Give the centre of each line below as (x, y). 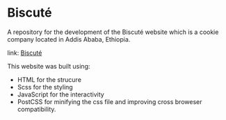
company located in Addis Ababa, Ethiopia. (69, 39)
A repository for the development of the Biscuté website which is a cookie (113, 32)
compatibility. (37, 109)
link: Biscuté (25, 53)
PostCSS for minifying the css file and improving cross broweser (110, 101)
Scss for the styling (45, 87)
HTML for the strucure (49, 79)
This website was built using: (49, 66)
